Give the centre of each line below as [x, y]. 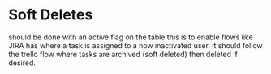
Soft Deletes [51, 15]
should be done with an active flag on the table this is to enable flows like [131, 37]
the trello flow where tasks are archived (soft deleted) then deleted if [123, 54]
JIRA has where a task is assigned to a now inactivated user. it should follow [135, 45]
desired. [22, 63]
